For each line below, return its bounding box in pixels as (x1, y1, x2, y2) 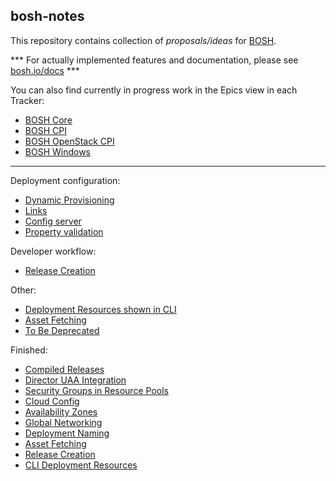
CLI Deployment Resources (24, 459, 138, 471)
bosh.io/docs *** (10, 64, 80, 76)
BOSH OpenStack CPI (24, 135, 115, 147)
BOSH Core (24, 114, 73, 126)
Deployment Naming (24, 427, 110, 439)
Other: (10, 284, 37, 296)
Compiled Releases (24, 363, 105, 375)
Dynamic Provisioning (24, 194, 115, 206)
